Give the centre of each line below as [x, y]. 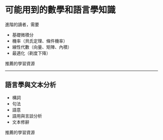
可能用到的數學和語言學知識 [60, 10]
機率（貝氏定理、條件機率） [40, 41]
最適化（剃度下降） [31, 53]
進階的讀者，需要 [22, 24]
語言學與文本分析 [31, 85]
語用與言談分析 [27, 116]
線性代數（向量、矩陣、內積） [42, 47]
